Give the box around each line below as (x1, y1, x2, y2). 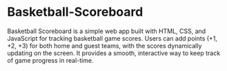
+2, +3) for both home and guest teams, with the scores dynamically (7, 41, 202, 50)
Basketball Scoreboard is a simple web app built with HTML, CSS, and (7, 27, 206, 35)
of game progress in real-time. (7, 56, 94, 64)
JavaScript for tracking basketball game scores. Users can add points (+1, (7, 34, 217, 42)
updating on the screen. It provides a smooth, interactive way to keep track (7, 49, 221, 57)
